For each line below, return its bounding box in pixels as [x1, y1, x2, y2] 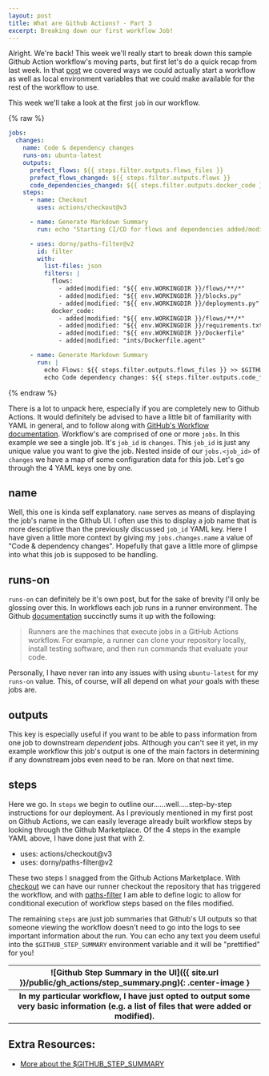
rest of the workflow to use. [8, 82, 100, 92]
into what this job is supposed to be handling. [8, 550, 159, 560]
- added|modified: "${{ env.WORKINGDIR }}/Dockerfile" [58, 329, 246, 337]
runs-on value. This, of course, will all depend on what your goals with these [8, 677, 260, 686]
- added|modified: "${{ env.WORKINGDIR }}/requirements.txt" [58, 322, 267, 330]
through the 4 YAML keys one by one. [8, 463, 134, 472]
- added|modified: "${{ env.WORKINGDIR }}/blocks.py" [58, 291, 242, 300]
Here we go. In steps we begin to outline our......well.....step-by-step [8, 799, 232, 809]
